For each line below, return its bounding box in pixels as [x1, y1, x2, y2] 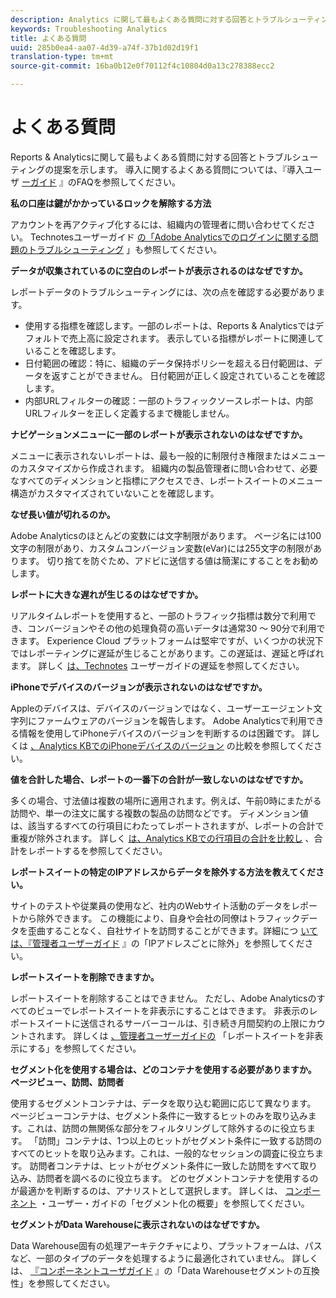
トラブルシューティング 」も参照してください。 [27, 243, 223, 255]
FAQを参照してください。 [76, 176, 181, 188]
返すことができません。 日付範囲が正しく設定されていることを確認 [51, 369, 325, 381]
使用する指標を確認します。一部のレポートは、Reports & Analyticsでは [24, 319, 316, 331]
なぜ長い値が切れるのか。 [10, 508, 116, 520]
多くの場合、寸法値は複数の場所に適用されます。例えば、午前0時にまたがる [10, 794, 322, 806]
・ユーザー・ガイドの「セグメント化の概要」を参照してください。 [38, 1197, 310, 1209]
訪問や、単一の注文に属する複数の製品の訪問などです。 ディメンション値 [10, 807, 309, 819]
